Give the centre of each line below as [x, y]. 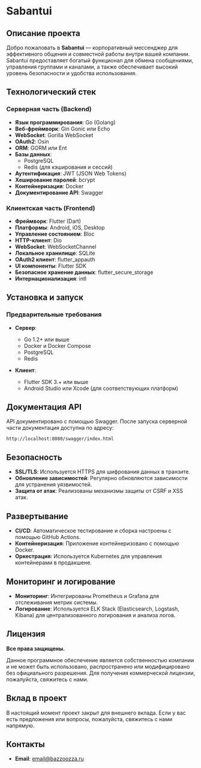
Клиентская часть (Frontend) [51, 208]
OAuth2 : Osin [32, 141]
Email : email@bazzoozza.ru [49, 759]
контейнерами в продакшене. [53, 562]
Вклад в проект [37, 698]
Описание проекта [43, 33]
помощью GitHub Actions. [48, 537]
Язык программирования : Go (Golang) [65, 122]
